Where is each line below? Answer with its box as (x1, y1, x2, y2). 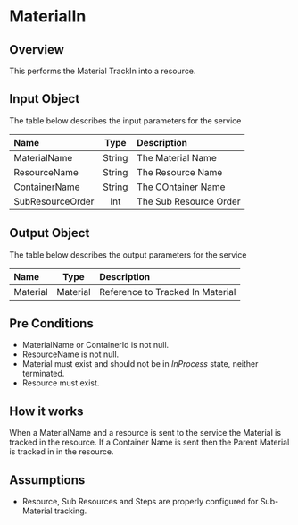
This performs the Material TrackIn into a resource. (9, 65, 196, 76)
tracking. (54, 505, 87, 516)
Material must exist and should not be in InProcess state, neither (21, 359, 259, 369)
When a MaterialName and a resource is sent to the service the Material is (9, 428, 282, 438)
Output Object (9, 225, 90, 241)
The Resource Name (137, 165, 223, 178)
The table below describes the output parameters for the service (9, 249, 247, 260)
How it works (9, 403, 84, 419)
